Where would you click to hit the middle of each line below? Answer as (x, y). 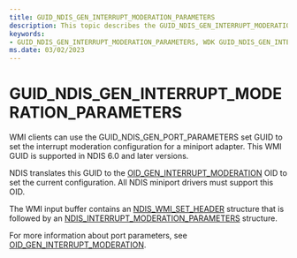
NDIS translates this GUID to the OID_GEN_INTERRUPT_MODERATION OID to (148, 173)
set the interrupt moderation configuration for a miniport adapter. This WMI (145, 147)
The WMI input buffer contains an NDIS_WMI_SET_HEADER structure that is (147, 209)
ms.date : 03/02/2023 (47, 50)
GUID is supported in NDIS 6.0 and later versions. (99, 156)
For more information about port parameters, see (98, 236)
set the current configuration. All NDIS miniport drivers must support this (141, 183)
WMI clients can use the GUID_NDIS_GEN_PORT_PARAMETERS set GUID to (146, 137)
